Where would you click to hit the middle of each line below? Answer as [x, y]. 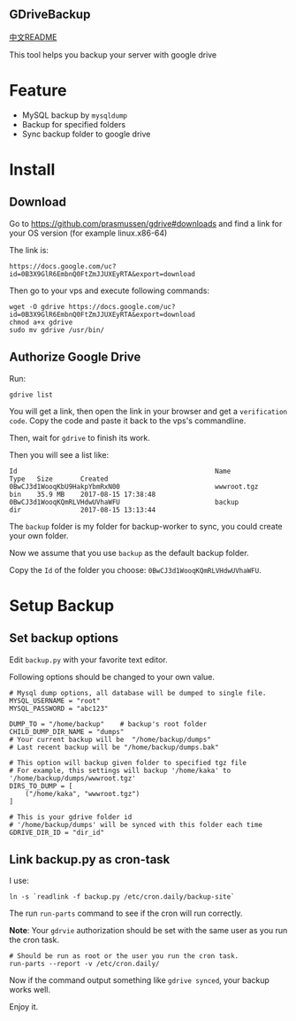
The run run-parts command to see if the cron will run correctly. [126, 913]
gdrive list [31, 394]
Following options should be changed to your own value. [112, 677]
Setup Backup [62, 605]
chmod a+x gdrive [41, 322]
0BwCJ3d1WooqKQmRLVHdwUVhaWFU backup [124, 502]
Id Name [120, 471]
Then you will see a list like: [59, 454]
